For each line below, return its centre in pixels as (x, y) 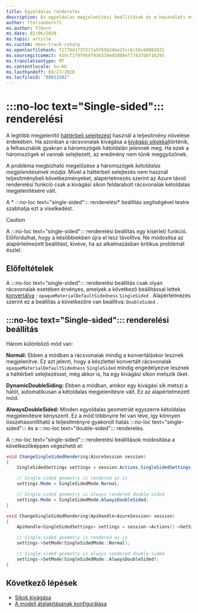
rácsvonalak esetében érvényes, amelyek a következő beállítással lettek (93, 289)
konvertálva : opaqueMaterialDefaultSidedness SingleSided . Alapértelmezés (98, 295)
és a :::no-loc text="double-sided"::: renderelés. (86, 428)
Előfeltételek (30, 269)
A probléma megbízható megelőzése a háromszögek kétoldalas (83, 166)
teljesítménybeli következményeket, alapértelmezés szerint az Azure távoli (96, 178)
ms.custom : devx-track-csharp (43, 45)
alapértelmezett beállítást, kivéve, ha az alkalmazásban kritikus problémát (95, 244)
